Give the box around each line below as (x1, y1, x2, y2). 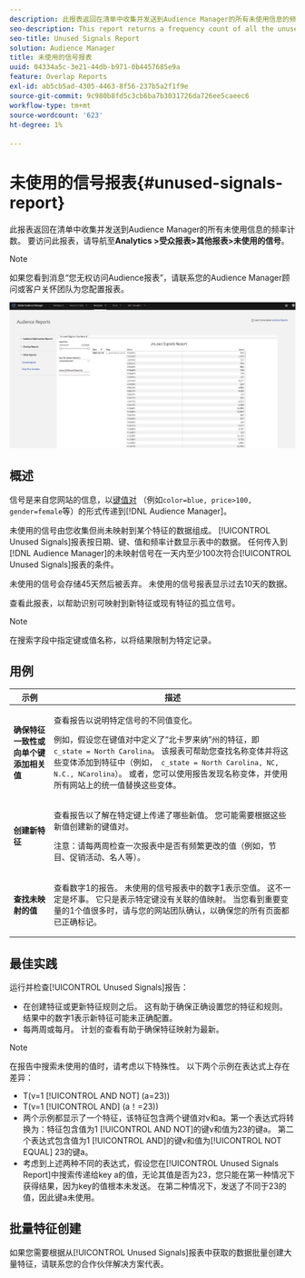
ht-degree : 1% (9, 120, 64, 129)
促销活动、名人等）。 (69, 852, 145, 863)
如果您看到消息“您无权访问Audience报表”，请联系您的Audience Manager (9, 273, 282, 284)
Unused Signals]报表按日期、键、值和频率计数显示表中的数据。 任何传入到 (9, 536, 288, 547)
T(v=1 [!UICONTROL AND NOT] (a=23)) (22, 1090, 171, 1101)
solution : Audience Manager (9, 44, 116, 53)
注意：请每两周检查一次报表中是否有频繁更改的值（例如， (53, 841, 269, 852)
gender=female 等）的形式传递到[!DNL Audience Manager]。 (9, 505, 231, 516)
